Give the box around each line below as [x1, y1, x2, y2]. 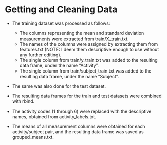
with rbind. [12, 98, 35, 104]
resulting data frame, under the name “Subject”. [19, 73, 119, 79]
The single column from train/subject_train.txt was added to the [19, 67, 152, 74]
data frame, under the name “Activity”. [19, 62, 99, 68]
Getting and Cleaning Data [5, 4, 118, 15]
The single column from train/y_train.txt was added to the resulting [19, 57, 158, 63]
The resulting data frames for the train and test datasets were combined [12, 93, 162, 99]
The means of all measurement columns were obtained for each [12, 123, 145, 129]
